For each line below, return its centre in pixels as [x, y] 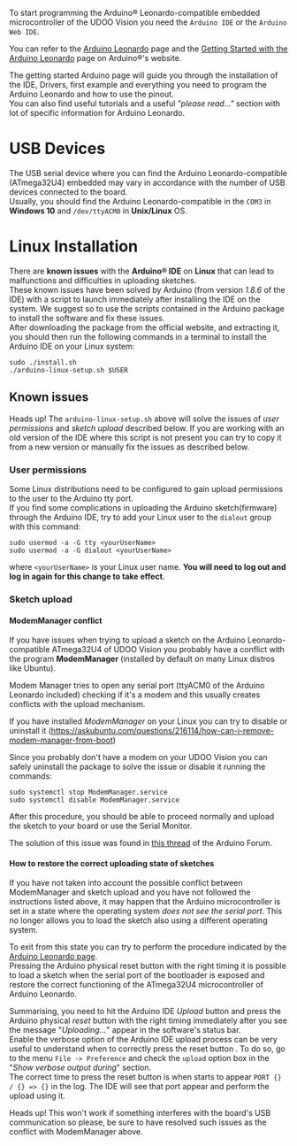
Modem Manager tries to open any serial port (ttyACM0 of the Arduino [137, 686]
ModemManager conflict [56, 620]
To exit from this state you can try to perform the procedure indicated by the [148, 947]
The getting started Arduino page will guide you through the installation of [144, 75]
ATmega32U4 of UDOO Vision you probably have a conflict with [168, 650]
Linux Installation [74, 246]
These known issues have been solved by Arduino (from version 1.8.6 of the [147, 289]
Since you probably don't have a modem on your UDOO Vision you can [138, 758]
